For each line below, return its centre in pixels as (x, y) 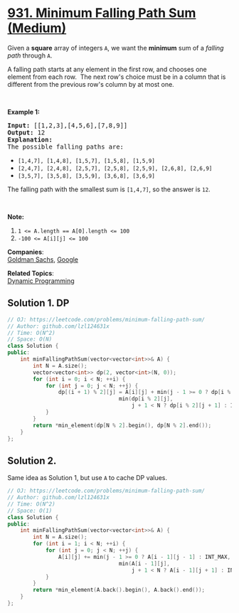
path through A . (30, 55)
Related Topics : (31, 273)
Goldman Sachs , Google (43, 259)
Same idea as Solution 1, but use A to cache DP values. (87, 478)
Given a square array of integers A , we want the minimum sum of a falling (116, 48)
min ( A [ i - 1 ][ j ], (144, 563)
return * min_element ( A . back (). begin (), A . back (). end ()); (119, 590)
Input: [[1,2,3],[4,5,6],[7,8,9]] (68, 125)
